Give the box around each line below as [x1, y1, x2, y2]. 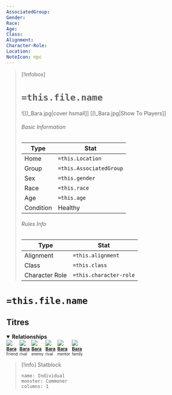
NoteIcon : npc [6, 54, 42, 60]
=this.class [72, 262, 107, 268]
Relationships [12, 333, 47, 340]
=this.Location [58, 155, 102, 162]
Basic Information [21, 124, 66, 131]
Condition [24, 204, 53, 212]
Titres [6, 317, 29, 327]
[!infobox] [21, 70, 46, 78]
